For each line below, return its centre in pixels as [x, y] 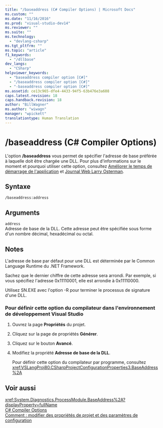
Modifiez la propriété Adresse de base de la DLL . [61, 353]
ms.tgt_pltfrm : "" [24, 46]
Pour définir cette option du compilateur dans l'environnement [80, 308]
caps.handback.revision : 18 [33, 100]
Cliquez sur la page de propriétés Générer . [55, 334]
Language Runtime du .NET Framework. [45, 266]
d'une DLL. [16, 295]
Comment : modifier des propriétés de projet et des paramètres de [72, 415]
